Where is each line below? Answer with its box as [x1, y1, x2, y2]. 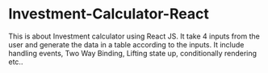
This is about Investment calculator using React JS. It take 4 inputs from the [8, 31, 260, 41]
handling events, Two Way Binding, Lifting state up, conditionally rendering [8, 48, 257, 58]
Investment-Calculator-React [8, 5, 210, 23]
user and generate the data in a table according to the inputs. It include [8, 39, 245, 49]
